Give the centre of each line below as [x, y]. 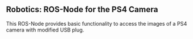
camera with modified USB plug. [45, 30]
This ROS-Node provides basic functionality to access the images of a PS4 [97, 23]
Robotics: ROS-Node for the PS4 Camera [82, 10]
